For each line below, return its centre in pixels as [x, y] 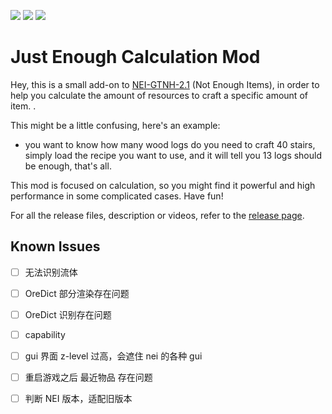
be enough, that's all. [68, 166]
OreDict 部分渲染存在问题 [77, 293]
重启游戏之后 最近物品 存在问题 [88, 377]
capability [45, 334]
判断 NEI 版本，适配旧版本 [78, 399]
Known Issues [55, 246]
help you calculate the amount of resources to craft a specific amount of [159, 95]
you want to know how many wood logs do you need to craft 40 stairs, [170, 144]
